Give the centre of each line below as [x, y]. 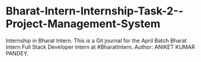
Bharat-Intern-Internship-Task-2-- [95, 11]
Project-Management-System [83, 24]
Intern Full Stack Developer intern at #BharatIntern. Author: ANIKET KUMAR [100, 47]
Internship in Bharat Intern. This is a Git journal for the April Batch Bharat [96, 40]
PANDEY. [17, 53]
